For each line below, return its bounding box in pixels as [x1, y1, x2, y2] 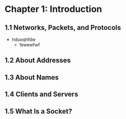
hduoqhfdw [11, 36, 36, 42]
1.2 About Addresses [4, 56, 71, 65]
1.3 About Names [4, 73, 59, 82]
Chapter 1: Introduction [4, 3, 103, 15]
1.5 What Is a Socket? [4, 107, 73, 116]
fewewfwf [19, 42, 40, 48]
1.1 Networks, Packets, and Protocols [4, 23, 122, 32]
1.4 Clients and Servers [4, 90, 78, 99]
